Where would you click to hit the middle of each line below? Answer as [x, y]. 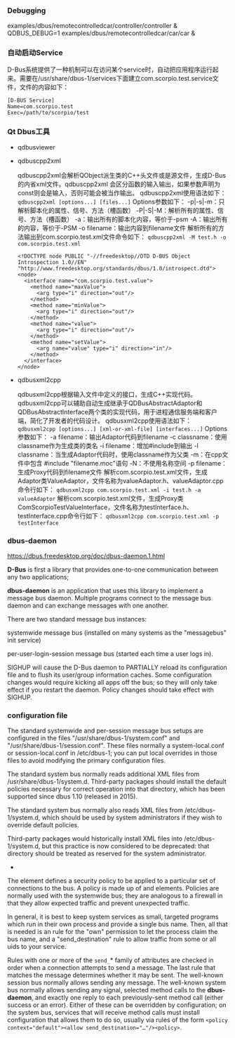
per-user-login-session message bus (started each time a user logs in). [110, 654]
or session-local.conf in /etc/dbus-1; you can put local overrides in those [112, 753]
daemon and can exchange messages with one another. [88, 605]
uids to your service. [37, 947]
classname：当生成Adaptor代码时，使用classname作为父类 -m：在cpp [120, 454]
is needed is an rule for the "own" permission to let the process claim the [113, 932]
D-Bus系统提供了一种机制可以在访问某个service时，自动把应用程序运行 [110, 70]
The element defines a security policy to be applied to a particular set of [112, 881]
